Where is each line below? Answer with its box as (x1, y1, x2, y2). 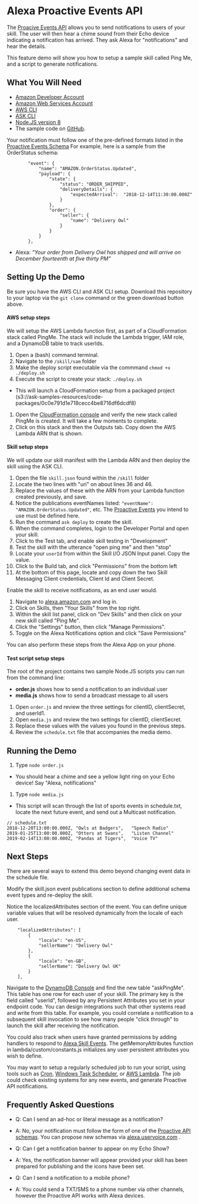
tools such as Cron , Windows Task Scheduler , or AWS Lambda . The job (7, 1070, 181, 1077)
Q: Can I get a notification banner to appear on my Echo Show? (15, 1145, 169, 1152)
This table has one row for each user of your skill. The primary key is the (7, 990, 184, 997)
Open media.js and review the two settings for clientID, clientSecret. (15, 716, 182, 723)
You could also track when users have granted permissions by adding (7, 1033, 177, 1040)
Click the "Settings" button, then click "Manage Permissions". (15, 623, 166, 630)
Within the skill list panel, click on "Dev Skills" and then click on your (15, 611, 182, 618)
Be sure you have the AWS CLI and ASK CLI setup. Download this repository (7, 288, 192, 295)
